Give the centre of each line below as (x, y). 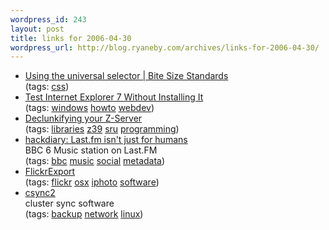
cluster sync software (69, 203)
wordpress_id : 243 (48, 19)
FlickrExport (50, 172)
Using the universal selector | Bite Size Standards (126, 76)
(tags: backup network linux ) (84, 214)
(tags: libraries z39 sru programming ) (102, 129)
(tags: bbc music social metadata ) (95, 161)
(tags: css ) (47, 87)
